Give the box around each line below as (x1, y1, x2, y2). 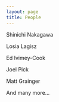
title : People (6, 14, 42, 20)
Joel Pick (6, 65, 29, 73)
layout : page (6, 8, 39, 15)
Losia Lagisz (6, 43, 37, 50)
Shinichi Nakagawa (6, 31, 54, 38)
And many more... (6, 89, 50, 96)
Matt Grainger (6, 77, 41, 85)
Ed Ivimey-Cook (6, 54, 46, 61)
